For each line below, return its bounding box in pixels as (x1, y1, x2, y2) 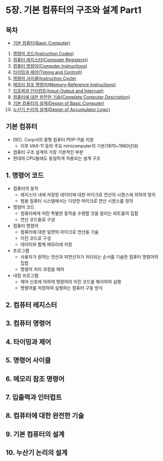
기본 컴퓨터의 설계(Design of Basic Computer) (12, 100, 105, 106)
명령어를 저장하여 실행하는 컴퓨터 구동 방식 (20, 284, 103, 291)
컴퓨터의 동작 (12, 185, 39, 191)
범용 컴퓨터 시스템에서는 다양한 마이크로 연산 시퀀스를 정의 (20, 197, 134, 204)
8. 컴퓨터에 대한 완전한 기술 (5, 411, 84, 420)
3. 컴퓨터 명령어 (5, 319, 51, 328)
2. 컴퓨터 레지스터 (5, 301, 57, 309)
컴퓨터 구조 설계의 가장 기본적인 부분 (12, 149, 83, 155)
